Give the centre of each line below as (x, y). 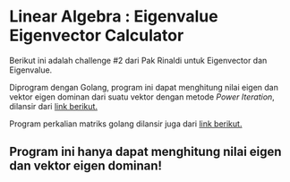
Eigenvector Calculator (97, 35)
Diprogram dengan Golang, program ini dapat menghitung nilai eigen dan (144, 87)
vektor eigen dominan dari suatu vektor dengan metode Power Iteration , (142, 97)
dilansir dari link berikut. (54, 106)
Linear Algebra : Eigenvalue (114, 17)
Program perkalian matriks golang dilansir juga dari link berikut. (126, 124)
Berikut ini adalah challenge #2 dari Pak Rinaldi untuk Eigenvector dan (138, 60)
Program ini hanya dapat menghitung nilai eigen (145, 152)
